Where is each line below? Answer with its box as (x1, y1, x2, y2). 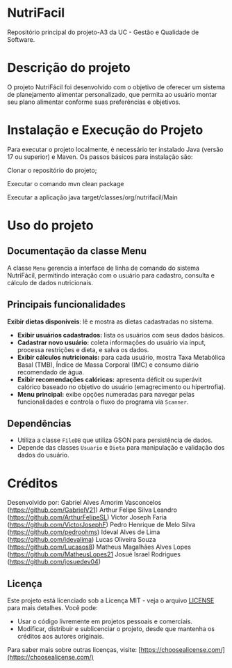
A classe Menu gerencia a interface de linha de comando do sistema (7, 264, 200, 272)
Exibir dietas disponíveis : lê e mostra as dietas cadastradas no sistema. (7, 317, 214, 326)
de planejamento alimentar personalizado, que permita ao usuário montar (7, 90, 217, 98)
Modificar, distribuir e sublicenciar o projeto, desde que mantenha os (17, 625, 215, 633)
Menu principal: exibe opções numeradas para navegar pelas (17, 390, 195, 398)
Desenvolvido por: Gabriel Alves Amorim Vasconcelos (7, 499, 162, 507)
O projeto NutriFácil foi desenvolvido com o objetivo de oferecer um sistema (7, 82, 226, 91)
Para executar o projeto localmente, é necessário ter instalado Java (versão (7, 145, 224, 153)
